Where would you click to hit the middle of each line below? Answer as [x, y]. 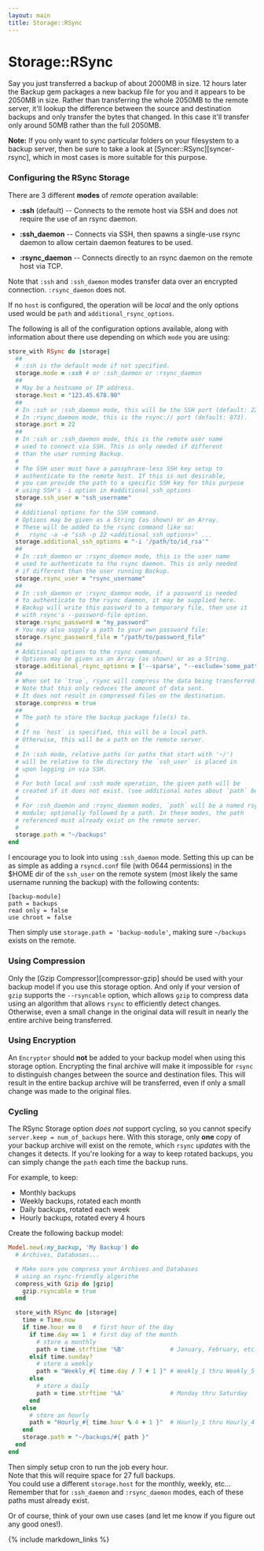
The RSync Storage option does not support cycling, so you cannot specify [130, 1129]
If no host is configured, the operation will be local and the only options [123, 305]
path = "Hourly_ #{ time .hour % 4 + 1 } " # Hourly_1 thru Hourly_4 [142, 1423]
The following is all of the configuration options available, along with [118, 329]
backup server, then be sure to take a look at [81, 149]
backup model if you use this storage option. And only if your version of [124, 987]
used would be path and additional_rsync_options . [91, 313]
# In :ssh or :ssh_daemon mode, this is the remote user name [119, 439]
